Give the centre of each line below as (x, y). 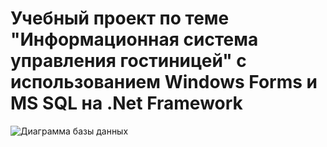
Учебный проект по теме (120, 18)
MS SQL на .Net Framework (126, 103)
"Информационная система (134, 39)
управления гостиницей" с (128, 61)
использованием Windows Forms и (164, 82)
